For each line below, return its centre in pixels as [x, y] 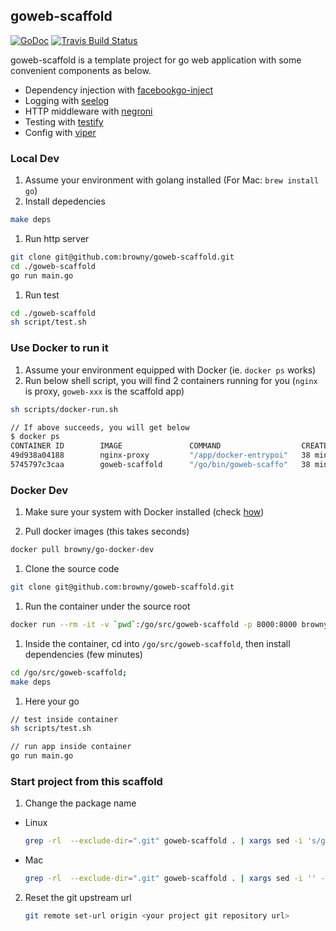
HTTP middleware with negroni [88, 111]
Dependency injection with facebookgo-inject [118, 90]
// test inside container [64, 719]
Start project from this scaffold [86, 781]
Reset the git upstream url [78, 898]
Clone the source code [72, 569]
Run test [42, 295]
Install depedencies [65, 201]
